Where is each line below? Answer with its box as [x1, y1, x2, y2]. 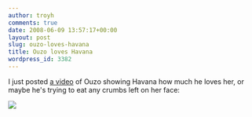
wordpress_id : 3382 [8, 56, 72, 64]
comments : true [8, 19, 58, 27]
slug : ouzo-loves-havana [8, 41, 89, 49]
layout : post [8, 33, 51, 42]
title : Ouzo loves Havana [8, 48, 93, 56]
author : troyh [8, 11, 55, 20]
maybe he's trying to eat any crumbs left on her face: [8, 85, 181, 94]
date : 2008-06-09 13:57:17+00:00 [8, 26, 118, 34]
